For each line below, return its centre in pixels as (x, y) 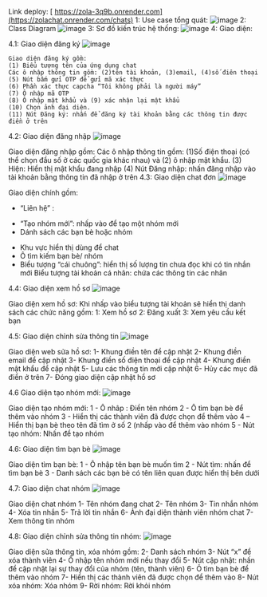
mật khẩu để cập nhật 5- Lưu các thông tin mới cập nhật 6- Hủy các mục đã (133, 369)
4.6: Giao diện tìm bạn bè (49, 449)
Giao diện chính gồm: (43, 192)
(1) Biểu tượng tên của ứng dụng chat (73, 65)
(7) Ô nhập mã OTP (39, 93)
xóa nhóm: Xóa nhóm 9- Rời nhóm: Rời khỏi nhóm (90, 585)
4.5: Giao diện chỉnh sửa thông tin (64, 336)
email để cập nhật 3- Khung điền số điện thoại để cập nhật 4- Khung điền (130, 360)
